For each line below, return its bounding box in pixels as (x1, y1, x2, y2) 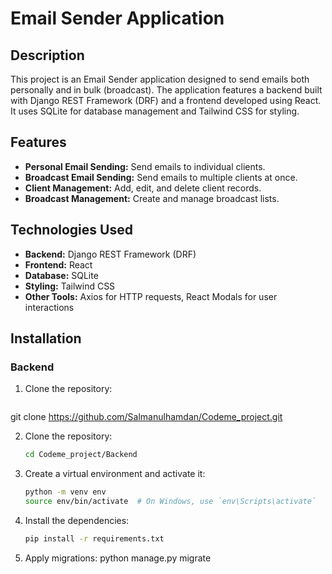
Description (10, 47, 85, 64)
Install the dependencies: (24, 514, 130, 526)
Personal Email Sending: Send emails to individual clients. (24, 160, 266, 172)
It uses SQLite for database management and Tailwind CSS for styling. (10, 105, 300, 117)
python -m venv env (24, 487, 107, 497)
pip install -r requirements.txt (24, 533, 165, 544)
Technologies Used (10, 222, 133, 239)
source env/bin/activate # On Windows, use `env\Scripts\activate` (24, 497, 317, 507)
